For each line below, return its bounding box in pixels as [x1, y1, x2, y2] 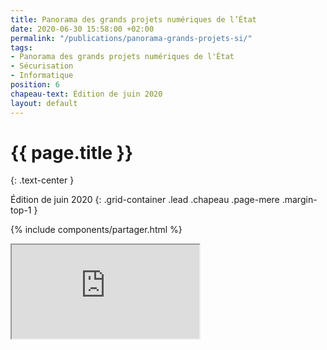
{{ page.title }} [10, 141, 134, 164]
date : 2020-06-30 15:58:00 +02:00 [10, 24, 155, 34]
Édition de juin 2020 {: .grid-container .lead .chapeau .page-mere [10, 194, 280, 206]
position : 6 [10, 80, 60, 90]
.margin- [281, 194, 318, 206]
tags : [10, 42, 33, 53]
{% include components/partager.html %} [10, 224, 183, 236]
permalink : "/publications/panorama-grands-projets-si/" [10, 33, 253, 43]
